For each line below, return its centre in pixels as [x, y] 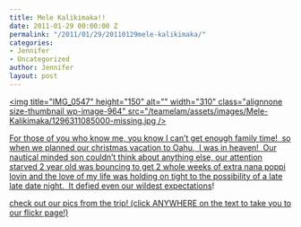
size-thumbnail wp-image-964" [68, 111]
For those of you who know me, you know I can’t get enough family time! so [150, 138]
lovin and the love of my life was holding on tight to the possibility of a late [146, 176]
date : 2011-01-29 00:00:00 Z [64, 26]
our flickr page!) [39, 213]
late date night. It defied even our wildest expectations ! [112, 186]
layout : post [34, 76]
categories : [31, 43]
